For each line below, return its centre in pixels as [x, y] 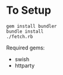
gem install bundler [32, 26]
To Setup [29, 10]
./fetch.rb [20, 36]
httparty [25, 65]
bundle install [25, 31]
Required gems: [26, 48]
